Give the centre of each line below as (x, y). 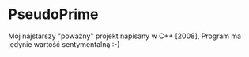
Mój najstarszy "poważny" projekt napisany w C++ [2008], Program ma (125, 36)
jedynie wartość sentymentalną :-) (64, 44)
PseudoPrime (53, 14)
